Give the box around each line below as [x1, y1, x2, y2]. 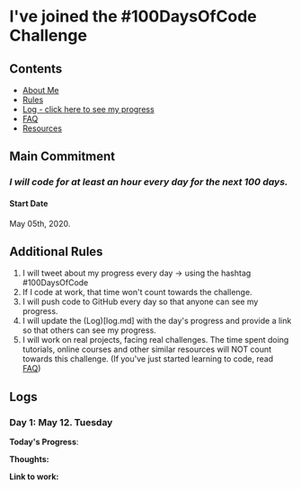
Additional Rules [9, 244, 103, 259]
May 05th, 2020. [9, 218, 71, 229]
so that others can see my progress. [22, 325, 157, 336]
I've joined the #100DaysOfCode [9, 6, 258, 27]
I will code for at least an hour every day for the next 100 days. [9, 176, 288, 188]
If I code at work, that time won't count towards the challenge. [22, 287, 253, 298]
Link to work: [9, 471, 59, 482]
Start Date [9, 197, 49, 208]
